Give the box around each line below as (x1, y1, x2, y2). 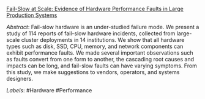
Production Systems (6, 12, 58, 19)
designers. (6, 75, 34, 82)
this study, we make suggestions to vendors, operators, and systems (6, 69, 180, 75)
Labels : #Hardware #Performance (6, 87, 92, 94)
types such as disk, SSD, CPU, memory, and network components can (6, 43, 184, 50)
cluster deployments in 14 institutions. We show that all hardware (21, 36, 185, 43)
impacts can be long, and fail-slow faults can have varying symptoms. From (6, 62, 198, 69)
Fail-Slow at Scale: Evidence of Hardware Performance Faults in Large (6, 5, 184, 12)
